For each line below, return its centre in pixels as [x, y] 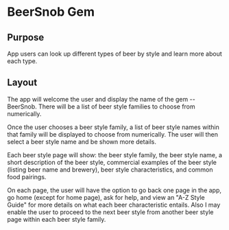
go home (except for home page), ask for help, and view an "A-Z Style [106, 197]
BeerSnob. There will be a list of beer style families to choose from [101, 106]
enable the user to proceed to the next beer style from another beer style [110, 212]
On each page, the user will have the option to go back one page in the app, [114, 190]
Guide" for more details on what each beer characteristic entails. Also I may [114, 205]
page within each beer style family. [57, 219]
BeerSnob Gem [51, 12]
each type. [22, 61]
